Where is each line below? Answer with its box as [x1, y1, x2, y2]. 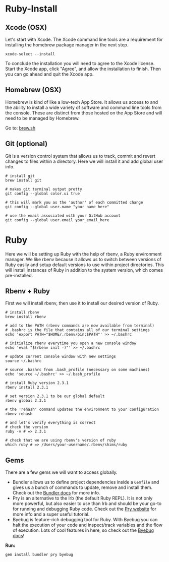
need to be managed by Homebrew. [5, 115, 80, 121]
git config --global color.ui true [5, 191, 80, 196]
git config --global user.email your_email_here [5, 217, 109, 222]
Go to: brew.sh [5, 124, 36, 131]
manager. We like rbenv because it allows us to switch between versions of [5, 256, 161, 262]
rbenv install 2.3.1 [5, 385, 49, 390]
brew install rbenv [5, 315, 46, 320]
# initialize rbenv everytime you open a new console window [5, 341, 137, 346]
